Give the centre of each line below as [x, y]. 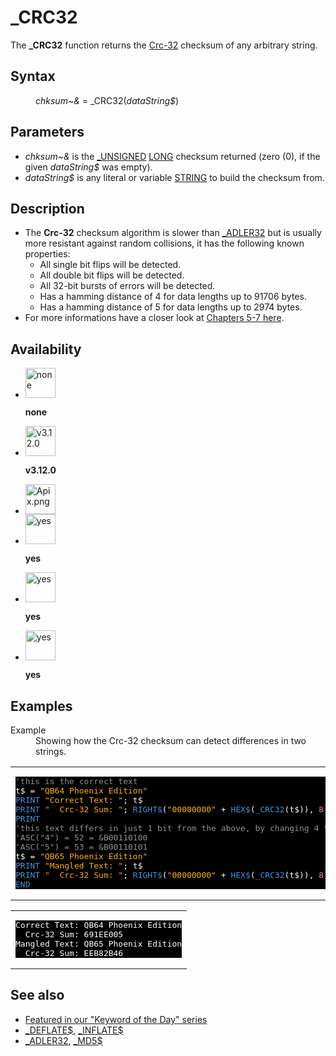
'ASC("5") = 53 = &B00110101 [81, 847]
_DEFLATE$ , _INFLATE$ [74, 1030]
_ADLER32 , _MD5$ [63, 1040]
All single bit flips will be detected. [110, 265]
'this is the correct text [76, 781]
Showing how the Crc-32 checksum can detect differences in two [171, 740]
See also [37, 995]
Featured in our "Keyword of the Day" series [116, 1019]
